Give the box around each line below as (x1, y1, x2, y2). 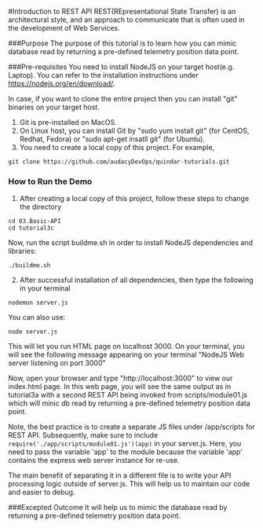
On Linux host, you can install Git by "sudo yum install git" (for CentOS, (19, 126, 250, 135)
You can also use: (8, 313, 66, 322)
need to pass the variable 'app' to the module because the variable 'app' (8, 447, 243, 456)
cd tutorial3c (8, 224, 55, 233)
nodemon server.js (8, 299, 68, 307)
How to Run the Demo (8, 176, 93, 187)
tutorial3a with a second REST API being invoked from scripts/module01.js (8, 390, 248, 400)
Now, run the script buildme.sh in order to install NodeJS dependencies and (8, 238, 254, 247)
